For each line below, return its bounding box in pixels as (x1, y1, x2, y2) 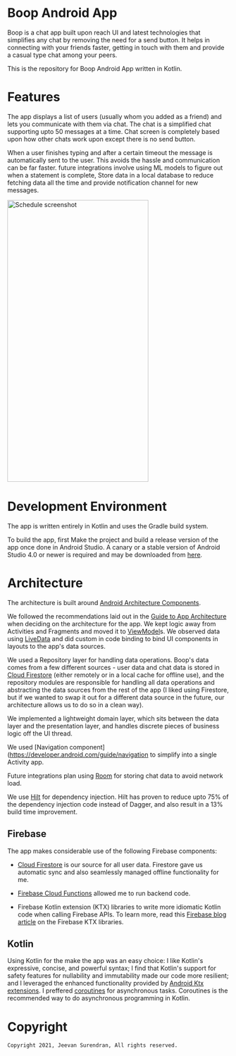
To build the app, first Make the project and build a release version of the (7, 535, 218, 544)
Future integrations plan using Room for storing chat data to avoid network (7, 771, 223, 780)
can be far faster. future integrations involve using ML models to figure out (7, 163, 223, 172)
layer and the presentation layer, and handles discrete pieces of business (7, 721, 220, 730)
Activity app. (7, 757, 44, 766)
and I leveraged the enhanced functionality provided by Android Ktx (7, 979, 204, 988)
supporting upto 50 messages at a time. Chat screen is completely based (7, 127, 220, 135)
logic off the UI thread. (7, 729, 73, 738)
